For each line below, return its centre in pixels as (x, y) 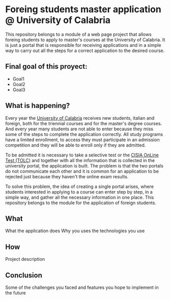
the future (16, 293)
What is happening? (38, 106)
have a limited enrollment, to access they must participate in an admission (82, 140)
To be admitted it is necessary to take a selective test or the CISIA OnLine (82, 155)
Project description (25, 259)
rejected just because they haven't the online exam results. (67, 176)
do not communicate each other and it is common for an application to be (82, 171)
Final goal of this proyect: (46, 66)
